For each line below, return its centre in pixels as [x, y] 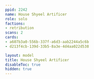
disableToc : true [23, 65]
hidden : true [18, 69]
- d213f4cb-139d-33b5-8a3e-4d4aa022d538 [47, 46]
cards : [12, 38]
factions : [15, 23]
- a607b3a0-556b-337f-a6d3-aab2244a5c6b [47, 42]
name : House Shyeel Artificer [36, 14]
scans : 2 [14, 33]
